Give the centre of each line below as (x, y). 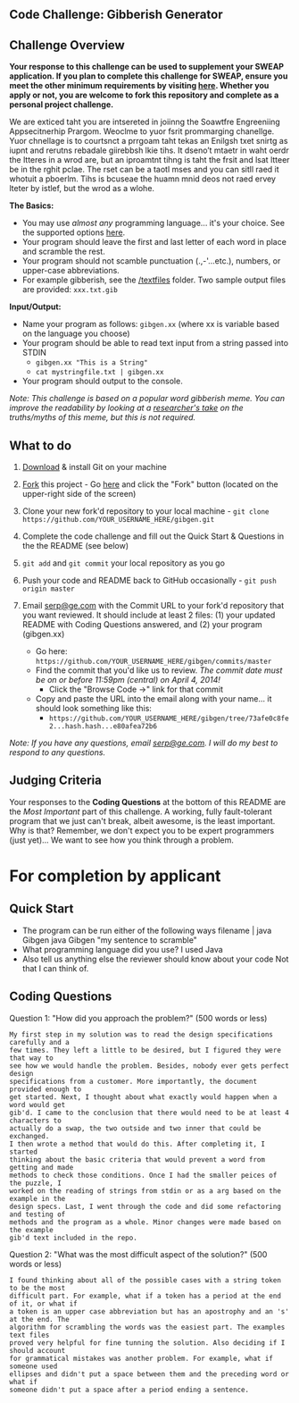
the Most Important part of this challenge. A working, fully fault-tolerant (141, 811)
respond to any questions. (57, 752)
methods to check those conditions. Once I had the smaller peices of (143, 1175)
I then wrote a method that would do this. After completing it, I (137, 1144)
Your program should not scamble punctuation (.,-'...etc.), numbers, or (151, 261)
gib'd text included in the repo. (74, 1238)
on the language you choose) (76, 333)
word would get (37, 1105)
